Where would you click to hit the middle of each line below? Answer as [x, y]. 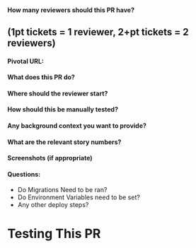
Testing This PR [54, 234]
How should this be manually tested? [63, 110]
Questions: [24, 174]
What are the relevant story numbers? [64, 142]
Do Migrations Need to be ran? [62, 190]
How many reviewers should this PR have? [71, 10]
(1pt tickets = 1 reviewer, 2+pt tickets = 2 [98, 32]
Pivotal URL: [26, 61]
